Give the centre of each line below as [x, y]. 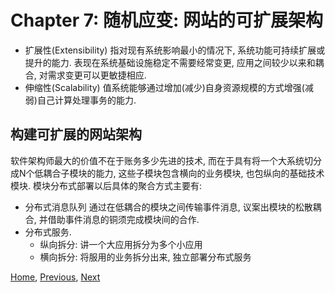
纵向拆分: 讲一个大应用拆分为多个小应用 [121, 244]
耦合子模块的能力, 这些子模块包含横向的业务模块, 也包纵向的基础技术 [184, 173]
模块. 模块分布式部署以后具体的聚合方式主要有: [106, 185]
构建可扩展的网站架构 [76, 134]
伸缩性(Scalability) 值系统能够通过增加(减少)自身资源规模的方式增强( [164, 87]
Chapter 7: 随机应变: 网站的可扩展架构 [167, 20]
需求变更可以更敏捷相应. [97, 75]
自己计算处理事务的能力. [86, 100]
